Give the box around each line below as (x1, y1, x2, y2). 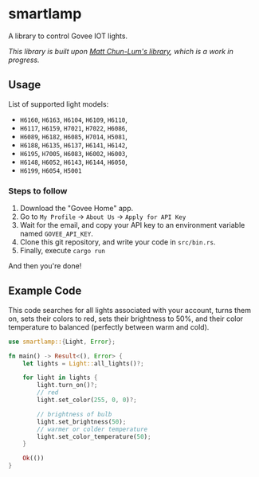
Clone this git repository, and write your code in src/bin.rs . (19, 237, 216, 247)
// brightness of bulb (37, 410, 112, 418)
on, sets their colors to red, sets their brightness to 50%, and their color (8, 314, 244, 323)
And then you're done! (8, 261, 82, 271)
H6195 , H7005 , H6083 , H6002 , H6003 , (19, 148, 128, 158)
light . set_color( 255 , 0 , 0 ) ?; (37, 396, 137, 405)
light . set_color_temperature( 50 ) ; (37, 432, 151, 440)
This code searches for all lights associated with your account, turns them (8, 305, 251, 315)
